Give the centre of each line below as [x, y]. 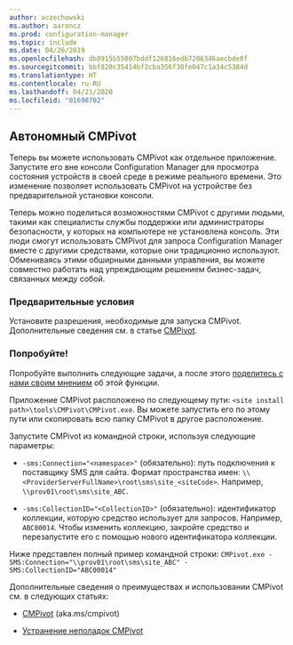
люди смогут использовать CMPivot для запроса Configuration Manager [146, 241]
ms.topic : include [43, 42]
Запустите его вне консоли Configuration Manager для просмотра [134, 167]
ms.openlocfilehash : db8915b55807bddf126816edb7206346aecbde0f [129, 59]
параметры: [32, 445]
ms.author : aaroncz [45, 26]
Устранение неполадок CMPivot [83, 630]
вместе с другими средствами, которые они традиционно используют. [145, 251]
